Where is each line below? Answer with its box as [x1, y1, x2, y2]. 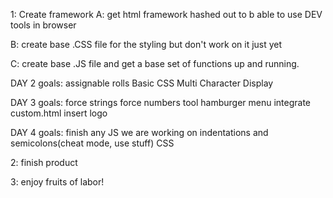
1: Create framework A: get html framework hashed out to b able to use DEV [10, 9, 323, 20]
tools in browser [10, 19, 77, 31]
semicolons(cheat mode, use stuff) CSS [10, 137, 175, 149]
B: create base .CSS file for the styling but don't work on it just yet [10, 39, 283, 50]
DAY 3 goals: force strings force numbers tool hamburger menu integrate [10, 97, 312, 108]
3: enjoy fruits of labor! [10, 176, 105, 188]
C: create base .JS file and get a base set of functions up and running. [10, 58, 300, 69]
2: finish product [10, 157, 78, 168]
